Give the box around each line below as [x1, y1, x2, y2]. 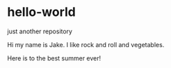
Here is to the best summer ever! [7, 53, 101, 62]
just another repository [7, 27, 73, 35]
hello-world [7, 4, 76, 20]
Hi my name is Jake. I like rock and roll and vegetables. [7, 40, 165, 49]
